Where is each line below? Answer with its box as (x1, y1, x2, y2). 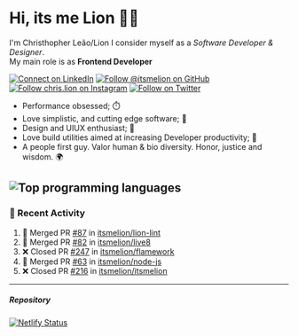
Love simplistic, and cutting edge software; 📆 (21, 113, 188, 123)
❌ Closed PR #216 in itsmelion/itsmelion (21, 265, 168, 276)
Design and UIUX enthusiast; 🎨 (21, 122, 135, 133)
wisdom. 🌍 (21, 151, 64, 162)
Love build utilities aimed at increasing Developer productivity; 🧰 (21, 132, 257, 143)
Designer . (9, 46, 45, 57)
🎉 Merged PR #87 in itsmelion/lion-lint (21, 227, 161, 238)
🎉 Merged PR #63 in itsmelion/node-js (21, 256, 162, 267)
